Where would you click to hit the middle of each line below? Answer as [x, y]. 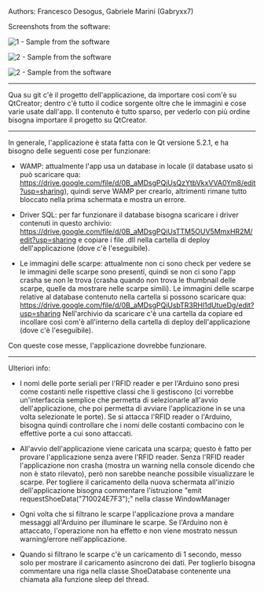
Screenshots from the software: [60, 26]
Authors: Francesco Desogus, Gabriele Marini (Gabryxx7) [101, 11]
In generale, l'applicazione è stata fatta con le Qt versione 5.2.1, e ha [119, 142]
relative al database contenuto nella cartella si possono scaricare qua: [132, 297]
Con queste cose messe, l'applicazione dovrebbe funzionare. [107, 346]
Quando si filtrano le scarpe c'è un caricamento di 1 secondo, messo [130, 554]
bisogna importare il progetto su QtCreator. [78, 120]
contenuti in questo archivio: [66, 223]
